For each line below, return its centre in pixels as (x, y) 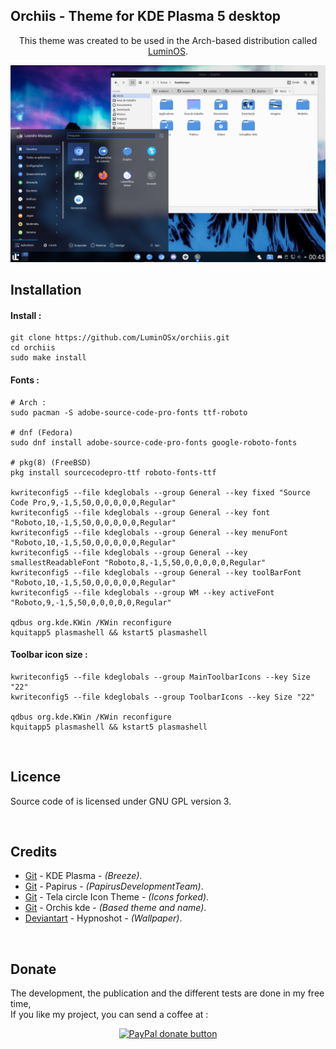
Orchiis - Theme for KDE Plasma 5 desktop (146, 16)
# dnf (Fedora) (42, 432)
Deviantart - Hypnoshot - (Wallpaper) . (103, 918)
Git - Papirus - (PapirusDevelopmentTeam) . (114, 886)
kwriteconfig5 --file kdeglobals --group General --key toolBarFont (156, 572)
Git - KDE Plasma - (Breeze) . (83, 876)
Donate (33, 969)
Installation (46, 290)
